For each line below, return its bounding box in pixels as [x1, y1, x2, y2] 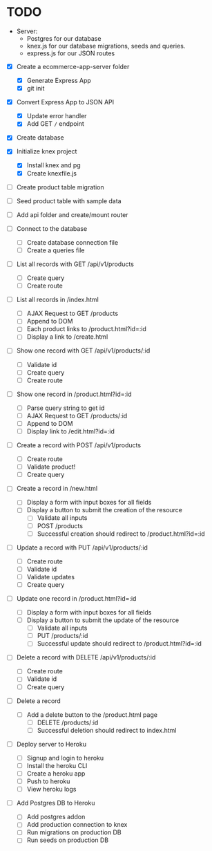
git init [26, 84, 45, 93]
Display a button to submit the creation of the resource [26, 506, 183, 514]
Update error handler [26, 112, 87, 120]
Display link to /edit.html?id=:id [26, 427, 115, 436]
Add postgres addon [26, 813, 86, 821]
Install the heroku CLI [26, 761, 88, 769]
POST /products [37, 521, 84, 530]
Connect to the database [16, 224, 88, 232]
